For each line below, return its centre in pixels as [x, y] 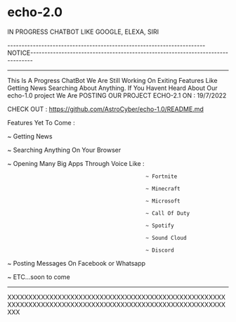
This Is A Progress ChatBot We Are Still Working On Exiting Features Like [112, 80]
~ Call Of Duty [168, 213]
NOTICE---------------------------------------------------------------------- [118, 53]
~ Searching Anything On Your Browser [64, 150]
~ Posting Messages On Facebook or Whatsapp [77, 263]
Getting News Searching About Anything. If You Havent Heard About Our [112, 88]
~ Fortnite [162, 176]
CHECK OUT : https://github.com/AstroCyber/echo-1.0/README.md [105, 109]
